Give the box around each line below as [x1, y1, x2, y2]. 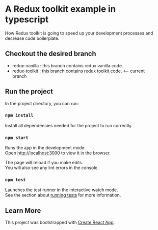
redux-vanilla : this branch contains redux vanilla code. [12, 62, 124, 68]
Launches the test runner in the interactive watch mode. [5, 187, 119, 193]
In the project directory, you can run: [5, 100, 79, 106]
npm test [5, 177, 26, 183]
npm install [5, 113, 34, 118]
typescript [5, 14, 49, 25]
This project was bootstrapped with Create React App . [5, 220, 115, 226]
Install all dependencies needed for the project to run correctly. [5, 122, 133, 128]
